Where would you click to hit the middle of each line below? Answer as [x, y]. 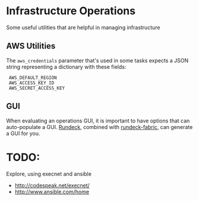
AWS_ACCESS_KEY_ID [31, 83]
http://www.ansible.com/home [52, 191]
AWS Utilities [31, 46]
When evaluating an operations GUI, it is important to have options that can [98, 121]
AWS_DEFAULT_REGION [33, 78]
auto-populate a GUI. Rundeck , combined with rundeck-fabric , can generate [99, 127]
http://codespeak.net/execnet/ [52, 185]
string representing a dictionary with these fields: [66, 67]
